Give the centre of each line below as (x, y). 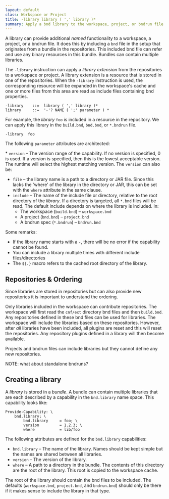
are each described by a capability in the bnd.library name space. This (80, 397)
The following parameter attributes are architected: (58, 144)
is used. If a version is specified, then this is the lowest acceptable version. (83, 159)
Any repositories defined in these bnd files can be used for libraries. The (80, 317)
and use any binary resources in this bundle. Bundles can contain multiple (82, 55)
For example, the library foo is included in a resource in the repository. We (82, 120)
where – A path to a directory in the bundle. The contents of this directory (88, 465)
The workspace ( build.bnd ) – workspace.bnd (66, 212)
